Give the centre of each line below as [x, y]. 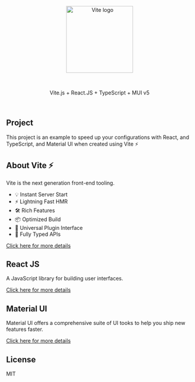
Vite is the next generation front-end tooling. [60, 183]
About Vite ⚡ [30, 165]
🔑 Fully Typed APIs [38, 234]
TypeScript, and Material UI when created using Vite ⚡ [72, 144]
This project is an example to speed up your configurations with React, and [98, 137]
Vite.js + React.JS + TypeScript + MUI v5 [100, 93]
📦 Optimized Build [38, 219]
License [21, 359]
